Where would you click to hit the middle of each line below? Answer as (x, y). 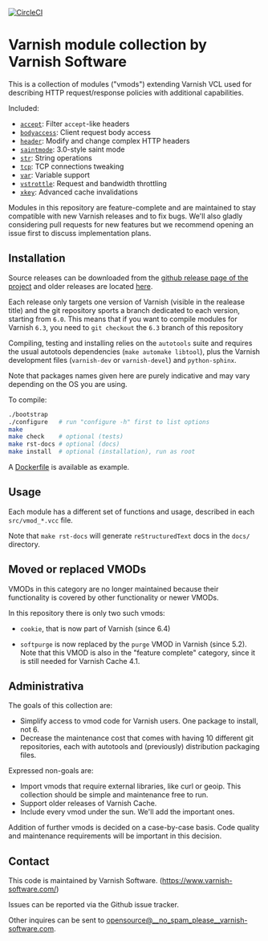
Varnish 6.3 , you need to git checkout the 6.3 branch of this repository (126, 327)
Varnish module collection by (108, 45)
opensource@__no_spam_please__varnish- (177, 920)
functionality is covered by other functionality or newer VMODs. (114, 597)
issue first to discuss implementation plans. (80, 233)
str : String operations (56, 157)
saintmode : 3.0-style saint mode (72, 149)
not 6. (30, 730)
